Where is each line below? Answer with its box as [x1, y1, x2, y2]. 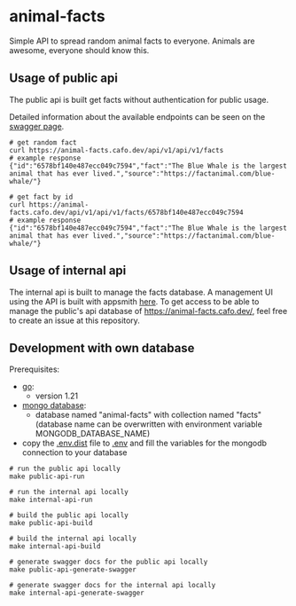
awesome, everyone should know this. [9, 44, 150, 55]
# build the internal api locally [9, 534, 137, 543]
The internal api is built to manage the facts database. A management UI [9, 287, 273, 297]
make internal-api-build [9, 542, 101, 551]
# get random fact [9, 138, 77, 147]
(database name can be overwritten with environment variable [35, 419, 263, 429]
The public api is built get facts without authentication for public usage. [9, 94, 269, 105]
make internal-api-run [9, 495, 93, 505]
